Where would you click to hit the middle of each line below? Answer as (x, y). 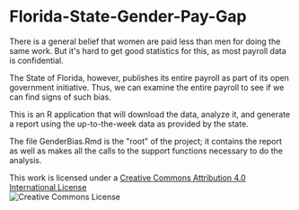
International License (48, 187)
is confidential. (37, 60)
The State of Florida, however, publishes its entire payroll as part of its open (149, 77)
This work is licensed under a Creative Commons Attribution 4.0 (128, 178)
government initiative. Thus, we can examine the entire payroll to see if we (147, 87)
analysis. (26, 160)
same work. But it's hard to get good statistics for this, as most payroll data (148, 50)
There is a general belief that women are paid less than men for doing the (145, 41)
